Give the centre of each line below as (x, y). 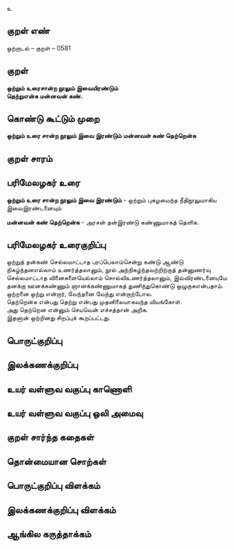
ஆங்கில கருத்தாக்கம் (49, 534)
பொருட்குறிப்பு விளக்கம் (54, 486)
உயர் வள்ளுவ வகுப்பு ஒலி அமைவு (75, 413)
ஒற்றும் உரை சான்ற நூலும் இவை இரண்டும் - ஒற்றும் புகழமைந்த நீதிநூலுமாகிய (112, 200)
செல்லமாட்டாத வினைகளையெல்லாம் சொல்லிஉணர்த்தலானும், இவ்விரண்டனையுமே (117, 278)
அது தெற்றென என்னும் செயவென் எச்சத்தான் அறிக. (77, 310)
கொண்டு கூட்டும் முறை (53, 119)
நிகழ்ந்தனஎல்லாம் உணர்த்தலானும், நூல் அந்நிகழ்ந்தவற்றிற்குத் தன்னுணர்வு (109, 270)
